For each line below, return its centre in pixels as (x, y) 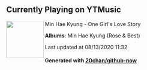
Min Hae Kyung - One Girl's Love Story (93, 24)
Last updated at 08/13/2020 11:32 (86, 47)
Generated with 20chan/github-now (91, 61)
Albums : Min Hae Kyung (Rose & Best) (92, 36)
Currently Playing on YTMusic (64, 10)
